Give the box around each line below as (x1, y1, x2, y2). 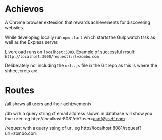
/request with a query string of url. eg (5, 125, 80, 131)
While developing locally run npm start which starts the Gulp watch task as (5, 34, 156, 40)
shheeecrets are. (5, 67, 39, 74)
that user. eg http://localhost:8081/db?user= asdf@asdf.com (5, 116, 125, 121)
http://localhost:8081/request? (81, 125, 142, 131)
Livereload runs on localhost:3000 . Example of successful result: (5, 49, 136, 55)
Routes (5, 85, 34, 96)
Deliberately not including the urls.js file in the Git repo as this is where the (5, 62, 157, 68)
